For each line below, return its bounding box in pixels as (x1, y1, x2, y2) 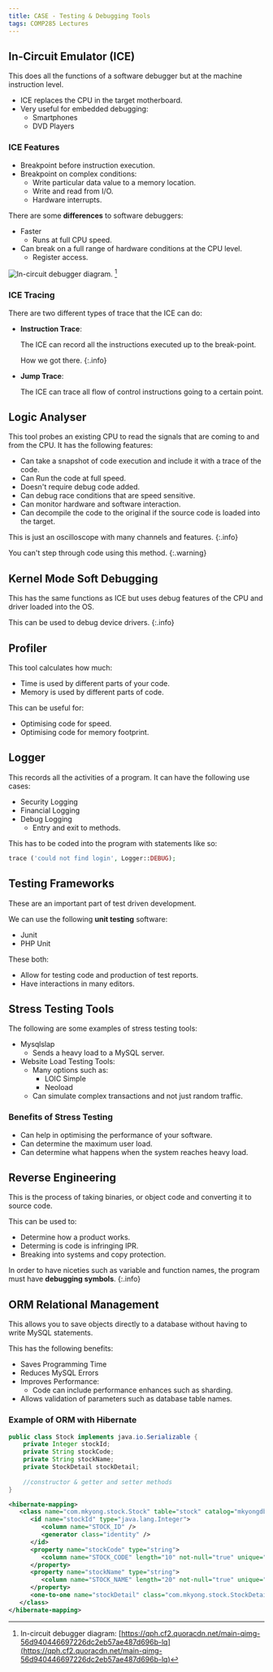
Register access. (32, 252, 89, 262)
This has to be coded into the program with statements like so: (8, 838, 218, 848)
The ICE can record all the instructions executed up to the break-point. (19, 339, 257, 350)
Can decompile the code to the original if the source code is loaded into (19, 508, 261, 518)
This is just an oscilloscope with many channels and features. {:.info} (8, 532, 239, 542)
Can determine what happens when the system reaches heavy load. (19, 1147, 249, 1157)
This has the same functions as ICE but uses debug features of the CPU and (8, 593, 263, 603)
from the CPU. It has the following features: (8, 441, 153, 450)
